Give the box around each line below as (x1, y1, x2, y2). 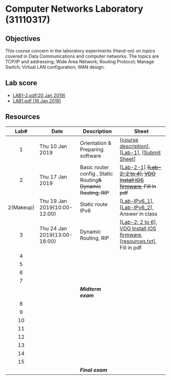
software (79, 152, 101, 159)
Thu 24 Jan (39, 225, 67, 232)
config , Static (79, 170, 113, 177)
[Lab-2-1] (119, 164, 146, 171)
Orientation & (79, 139, 111, 146)
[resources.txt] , (119, 238, 157, 245)
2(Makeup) (8, 204, 35, 211)
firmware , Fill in (119, 183, 157, 190)
